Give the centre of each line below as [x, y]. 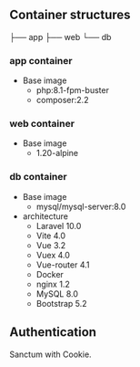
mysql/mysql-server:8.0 [81, 206]
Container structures [70, 15]
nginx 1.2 [53, 284]
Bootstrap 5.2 [62, 303]
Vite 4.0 [51, 236]
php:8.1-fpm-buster [72, 90]
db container [38, 177]
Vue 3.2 [51, 245]
